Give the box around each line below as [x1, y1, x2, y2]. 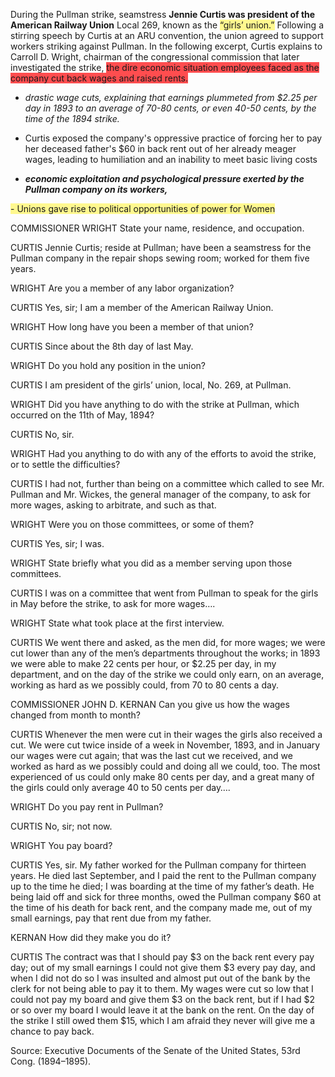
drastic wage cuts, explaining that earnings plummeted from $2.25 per [24, 92, 318, 103]
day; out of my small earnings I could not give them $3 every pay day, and [10, 962, 316, 973]
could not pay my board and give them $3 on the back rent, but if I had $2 [10, 994, 315, 1005]
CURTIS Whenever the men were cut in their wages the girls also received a [10, 729, 323, 740]
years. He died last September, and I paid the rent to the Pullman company [10, 870, 317, 881]
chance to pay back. [10, 1025, 95, 1037]
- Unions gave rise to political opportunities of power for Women [10, 203, 276, 214]
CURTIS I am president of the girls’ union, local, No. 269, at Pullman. [10, 379, 292, 391]
